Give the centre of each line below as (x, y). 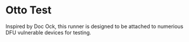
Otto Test (29, 10)
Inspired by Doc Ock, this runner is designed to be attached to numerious (94, 26)
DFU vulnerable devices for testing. (49, 32)
